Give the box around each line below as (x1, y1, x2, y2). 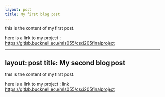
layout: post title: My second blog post (5, 58, 126, 67)
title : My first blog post (5, 12, 60, 17)
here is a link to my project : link (5, 81, 70, 87)
